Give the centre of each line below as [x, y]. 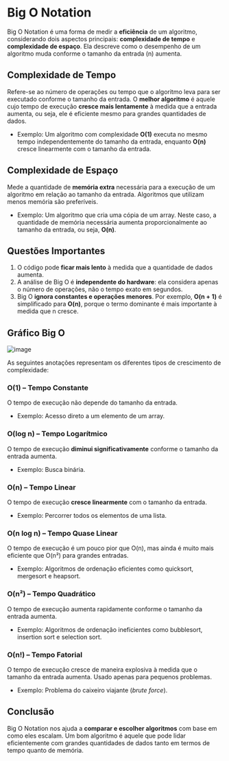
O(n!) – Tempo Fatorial [45, 655]
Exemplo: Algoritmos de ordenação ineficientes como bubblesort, [110, 629]
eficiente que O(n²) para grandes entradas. [68, 556]
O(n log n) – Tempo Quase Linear [62, 533]
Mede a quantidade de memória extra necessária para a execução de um [111, 187]
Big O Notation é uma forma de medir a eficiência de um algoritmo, [102, 32]
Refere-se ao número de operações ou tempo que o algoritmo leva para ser [114, 91]
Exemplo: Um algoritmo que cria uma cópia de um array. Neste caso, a [117, 215]
